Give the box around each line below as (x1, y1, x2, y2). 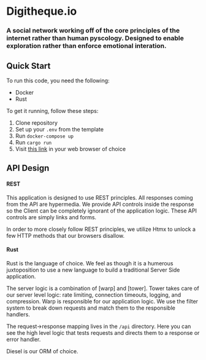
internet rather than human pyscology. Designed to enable (6, 34, 184, 42)
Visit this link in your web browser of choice (15, 145, 126, 152)
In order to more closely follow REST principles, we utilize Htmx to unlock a (6, 225, 196, 233)
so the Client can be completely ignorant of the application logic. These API (6, 207, 197, 214)
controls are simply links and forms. (6, 213, 97, 221)
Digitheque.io (6, 4, 77, 18)
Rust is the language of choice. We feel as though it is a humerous (6, 259, 174, 267)
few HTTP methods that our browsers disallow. (6, 232, 125, 239)
